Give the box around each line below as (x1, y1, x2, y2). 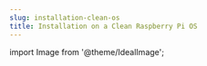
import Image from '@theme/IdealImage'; (9, 46, 164, 57)
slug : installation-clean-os (9, 13, 120, 23)
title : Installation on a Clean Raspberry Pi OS (9, 22, 198, 31)
